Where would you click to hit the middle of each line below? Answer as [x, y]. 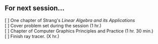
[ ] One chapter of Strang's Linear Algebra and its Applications [70, 20]
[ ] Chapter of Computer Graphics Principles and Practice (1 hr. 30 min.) [79, 31]
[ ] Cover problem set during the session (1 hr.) [53, 25]
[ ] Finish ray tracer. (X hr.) [32, 36]
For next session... [35, 8]
